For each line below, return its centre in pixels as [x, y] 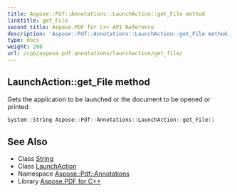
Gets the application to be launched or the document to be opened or [109, 99]
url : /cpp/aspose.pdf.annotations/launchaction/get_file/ [95, 54]
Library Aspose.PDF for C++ [59, 181]
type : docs [23, 40]
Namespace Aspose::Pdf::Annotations [74, 174]
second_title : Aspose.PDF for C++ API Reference [81, 27]
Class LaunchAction [47, 166]
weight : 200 [25, 47]
